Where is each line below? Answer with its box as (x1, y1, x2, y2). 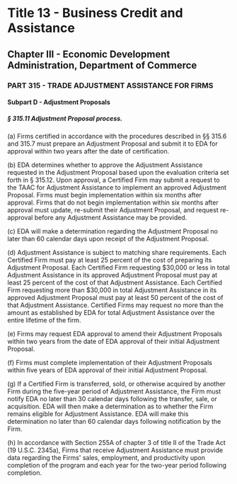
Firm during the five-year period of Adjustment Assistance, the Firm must (7, 387, 221, 396)
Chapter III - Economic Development (7, 48, 170, 60)
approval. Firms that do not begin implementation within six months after (7, 198, 219, 207)
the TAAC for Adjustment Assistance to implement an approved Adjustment (7, 183, 226, 192)
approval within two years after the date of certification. (7, 147, 170, 156)
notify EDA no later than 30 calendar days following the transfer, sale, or (7, 395, 217, 403)
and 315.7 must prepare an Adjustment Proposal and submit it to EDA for (7, 139, 218, 148)
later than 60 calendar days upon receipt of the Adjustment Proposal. (7, 235, 209, 243)
